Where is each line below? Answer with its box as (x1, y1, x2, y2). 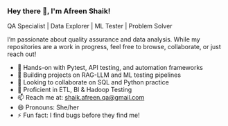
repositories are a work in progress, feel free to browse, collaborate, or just (7, 43, 222, 51)
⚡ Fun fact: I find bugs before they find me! (17, 111, 140, 120)
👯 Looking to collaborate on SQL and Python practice (17, 78, 170, 87)
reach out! (7, 50, 37, 58)
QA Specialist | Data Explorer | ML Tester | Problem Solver (7, 22, 173, 30)
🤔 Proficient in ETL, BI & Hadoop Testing (17, 86, 132, 94)
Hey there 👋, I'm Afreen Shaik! (7, 6, 111, 16)
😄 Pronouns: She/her (17, 103, 80, 111)
